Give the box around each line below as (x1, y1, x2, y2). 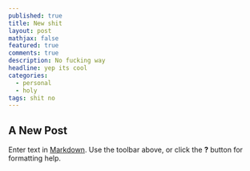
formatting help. (8, 153, 62, 163)
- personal (15, 79, 52, 87)
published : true (8, 11, 62, 20)
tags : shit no (8, 94, 56, 102)
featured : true (8, 42, 59, 50)
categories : (8, 71, 48, 79)
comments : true (8, 49, 59, 57)
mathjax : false (8, 34, 59, 43)
